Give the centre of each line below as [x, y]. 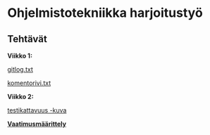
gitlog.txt [20, 69]
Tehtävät [27, 39]
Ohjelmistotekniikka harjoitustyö [105, 13]
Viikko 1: [20, 56]
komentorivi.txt [29, 83]
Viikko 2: [20, 97]
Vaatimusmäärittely [37, 124]
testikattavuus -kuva [37, 110]
